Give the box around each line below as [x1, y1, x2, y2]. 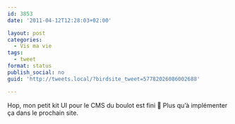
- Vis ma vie [13, 43, 52, 50]
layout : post [7, 30, 46, 37]
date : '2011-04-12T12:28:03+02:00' [7, 17, 112, 24]
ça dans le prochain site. [7, 108, 79, 117]
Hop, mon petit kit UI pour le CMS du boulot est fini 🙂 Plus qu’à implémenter [7, 101, 228, 109]
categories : [7, 36, 42, 43]
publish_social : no [7, 68, 65, 76]
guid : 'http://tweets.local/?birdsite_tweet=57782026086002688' [7, 75, 200, 82]
